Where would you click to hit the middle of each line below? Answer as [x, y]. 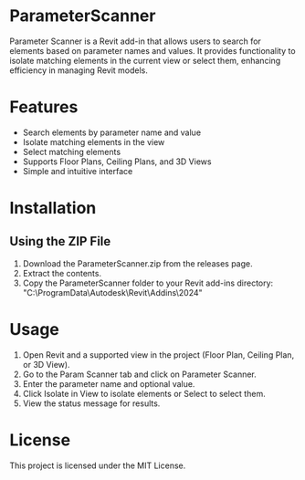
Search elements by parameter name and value [112, 132]
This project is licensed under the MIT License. [98, 465]
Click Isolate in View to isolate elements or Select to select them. [144, 393]
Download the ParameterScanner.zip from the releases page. [137, 263]
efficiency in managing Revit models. [79, 70]
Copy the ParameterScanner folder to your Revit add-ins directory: [148, 283]
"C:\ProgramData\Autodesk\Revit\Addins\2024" [112, 292]
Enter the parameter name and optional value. [109, 383]
